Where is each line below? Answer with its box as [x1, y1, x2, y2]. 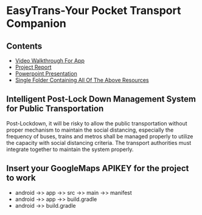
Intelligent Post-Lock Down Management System [6, 94, 197, 104]
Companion [6, 16, 67, 30]
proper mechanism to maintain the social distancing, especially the [6, 126, 174, 133]
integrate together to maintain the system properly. [6, 146, 134, 153]
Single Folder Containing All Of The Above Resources [15, 77, 149, 83]
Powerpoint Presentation [15, 70, 77, 77]
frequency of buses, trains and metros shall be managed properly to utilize [6, 132, 193, 140]
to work [6, 173, 36, 183]
